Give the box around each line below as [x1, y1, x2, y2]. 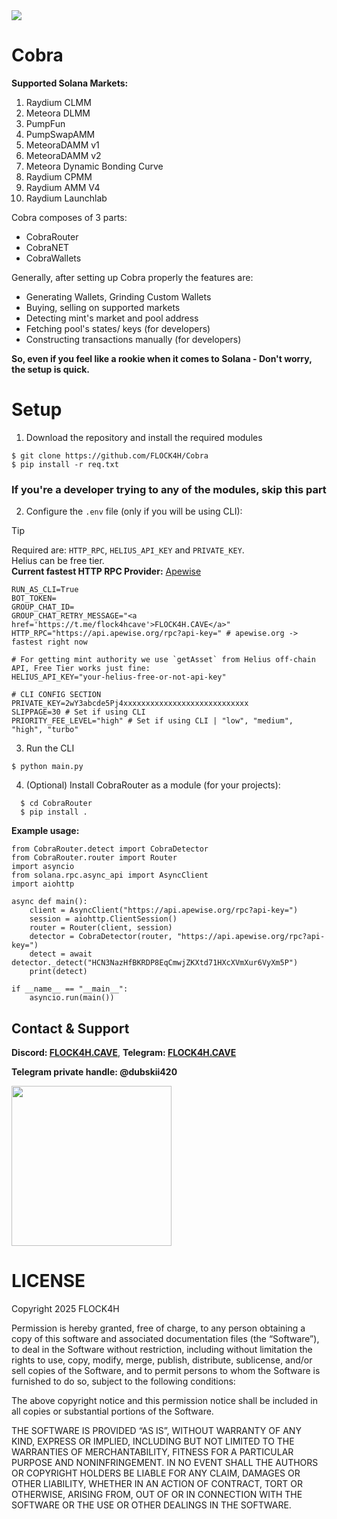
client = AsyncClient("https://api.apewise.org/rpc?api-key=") [29, 905, 299, 916]
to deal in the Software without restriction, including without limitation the [11, 1343, 313, 1355]
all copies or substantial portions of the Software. [11, 1405, 214, 1417]
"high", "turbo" [11, 725, 79, 735]
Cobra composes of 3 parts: [11, 211, 128, 223]
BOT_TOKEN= [11, 594, 57, 604]
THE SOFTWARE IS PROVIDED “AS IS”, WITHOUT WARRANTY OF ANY [11, 1424, 302, 1436]
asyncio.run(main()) [29, 993, 115, 1003]
